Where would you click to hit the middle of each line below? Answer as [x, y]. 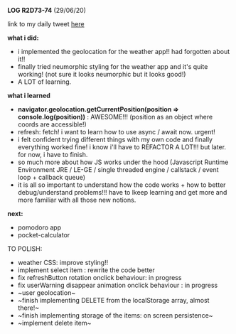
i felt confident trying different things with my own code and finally [115, 139]
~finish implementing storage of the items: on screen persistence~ [115, 315]
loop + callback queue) [52, 177]
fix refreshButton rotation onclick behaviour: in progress [100, 278]
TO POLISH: [25, 249]
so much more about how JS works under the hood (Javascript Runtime [123, 162]
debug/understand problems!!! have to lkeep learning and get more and [122, 192]
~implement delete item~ [54, 323]
